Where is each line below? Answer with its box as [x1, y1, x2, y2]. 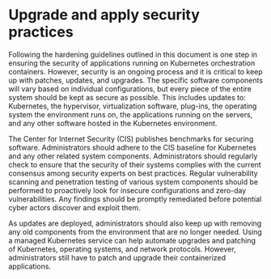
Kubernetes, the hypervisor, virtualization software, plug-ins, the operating [8, 101, 257, 111]
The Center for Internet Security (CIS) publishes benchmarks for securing [8, 133, 254, 143]
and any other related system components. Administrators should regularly [8, 151, 258, 161]
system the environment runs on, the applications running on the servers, [8, 109, 253, 119]
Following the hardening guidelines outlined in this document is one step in [8, 49, 257, 59]
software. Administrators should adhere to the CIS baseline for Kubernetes [8, 142, 257, 152]
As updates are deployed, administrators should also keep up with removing [8, 218, 262, 228]
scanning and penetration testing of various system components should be [8, 176, 259, 187]
